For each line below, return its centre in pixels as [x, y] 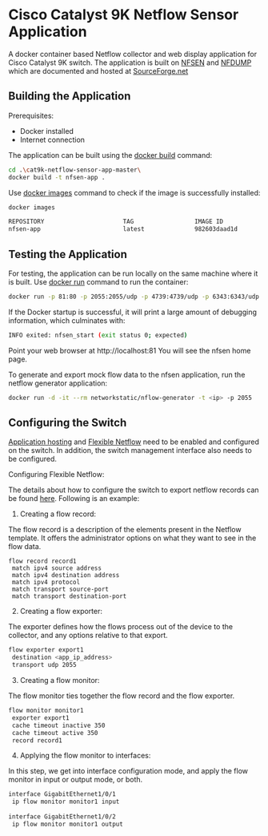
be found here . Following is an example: [74, 499]
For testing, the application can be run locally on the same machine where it [133, 273]
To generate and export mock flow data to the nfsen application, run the [127, 374]
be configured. [33, 459]
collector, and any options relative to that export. [88, 636]
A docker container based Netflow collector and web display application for [133, 54]
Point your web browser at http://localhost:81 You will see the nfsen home [130, 350]
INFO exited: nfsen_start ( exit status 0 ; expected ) [98, 335]
